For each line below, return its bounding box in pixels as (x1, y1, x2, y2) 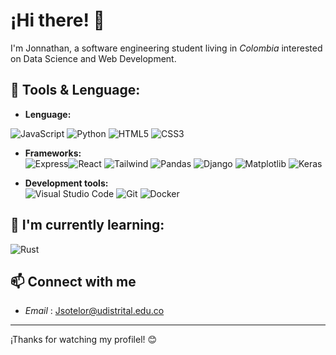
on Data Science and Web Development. (10, 52, 177, 64)
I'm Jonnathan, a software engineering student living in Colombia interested (10, 42, 323, 54)
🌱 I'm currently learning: (10, 217, 165, 234)
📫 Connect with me (10, 273, 137, 290)
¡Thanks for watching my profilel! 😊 (10, 334, 158, 346)
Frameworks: (24, 147, 82, 159)
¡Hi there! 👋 (10, 9, 105, 32)
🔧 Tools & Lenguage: (10, 82, 141, 99)
